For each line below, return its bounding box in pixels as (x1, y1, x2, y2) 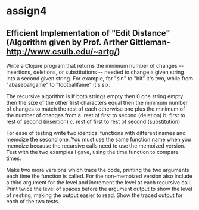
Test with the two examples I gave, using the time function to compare (6, 149, 179, 155)
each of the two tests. (6, 198, 60, 205)
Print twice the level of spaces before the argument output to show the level (6, 186, 192, 192)
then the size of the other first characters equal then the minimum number (6, 99, 188, 106)
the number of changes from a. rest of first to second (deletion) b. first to (6, 112, 186, 118)
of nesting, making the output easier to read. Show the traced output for (6, 192, 183, 199)
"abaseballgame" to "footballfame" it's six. (6, 82, 111, 88)
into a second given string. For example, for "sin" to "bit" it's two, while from (6, 75, 194, 82)
